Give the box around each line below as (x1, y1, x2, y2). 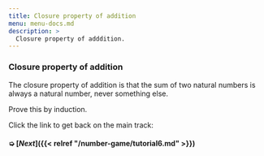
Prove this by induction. (8, 104, 88, 114)
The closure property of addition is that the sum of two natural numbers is (8, 80, 256, 89)
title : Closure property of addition (8, 11, 136, 20)
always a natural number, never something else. (8, 89, 169, 98)
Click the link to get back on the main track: (8, 119, 154, 130)
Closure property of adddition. (15, 34, 126, 43)
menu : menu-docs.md (8, 19, 75, 28)
